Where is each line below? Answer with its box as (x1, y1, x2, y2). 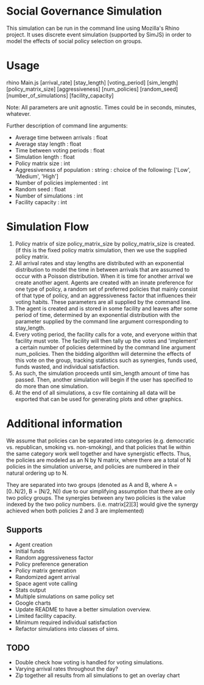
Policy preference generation (15, 560, 88, 567)
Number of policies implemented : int (15, 179, 108, 186)
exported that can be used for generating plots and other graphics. (15, 395, 183, 403)
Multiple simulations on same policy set (15, 592, 114, 600)
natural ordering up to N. (6, 469, 68, 477)
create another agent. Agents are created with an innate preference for (15, 279, 194, 286)
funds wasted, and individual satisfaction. (15, 363, 120, 370)
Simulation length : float (15, 153, 75, 160)
